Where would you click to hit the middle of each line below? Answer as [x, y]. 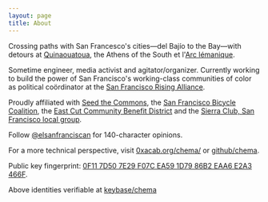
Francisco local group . [45, 119]
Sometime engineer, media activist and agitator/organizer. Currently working [134, 69]
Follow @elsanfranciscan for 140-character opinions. [96, 135]
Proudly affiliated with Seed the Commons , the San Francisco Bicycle [122, 102]
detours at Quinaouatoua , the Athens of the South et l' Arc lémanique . [122, 54]
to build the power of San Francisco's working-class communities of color [130, 78]
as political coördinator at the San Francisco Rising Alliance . [107, 87]
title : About [30, 23]
